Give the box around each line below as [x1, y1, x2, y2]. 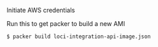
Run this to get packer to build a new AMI [6, 20, 125, 27]
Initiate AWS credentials [6, 6, 76, 14]
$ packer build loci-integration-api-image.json [6, 33, 151, 40]
